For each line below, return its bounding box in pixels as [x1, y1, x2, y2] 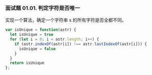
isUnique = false [18, 46, 56, 52]
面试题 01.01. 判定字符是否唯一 [5, 4, 80, 11]
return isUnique [10, 60, 44, 66]
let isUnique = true [10, 32, 54, 37]
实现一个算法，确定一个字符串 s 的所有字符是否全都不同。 [5, 17, 126, 23]
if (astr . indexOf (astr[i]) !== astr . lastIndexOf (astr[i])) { [14, 41, 147, 46]
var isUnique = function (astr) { [5, 27, 77, 33]
